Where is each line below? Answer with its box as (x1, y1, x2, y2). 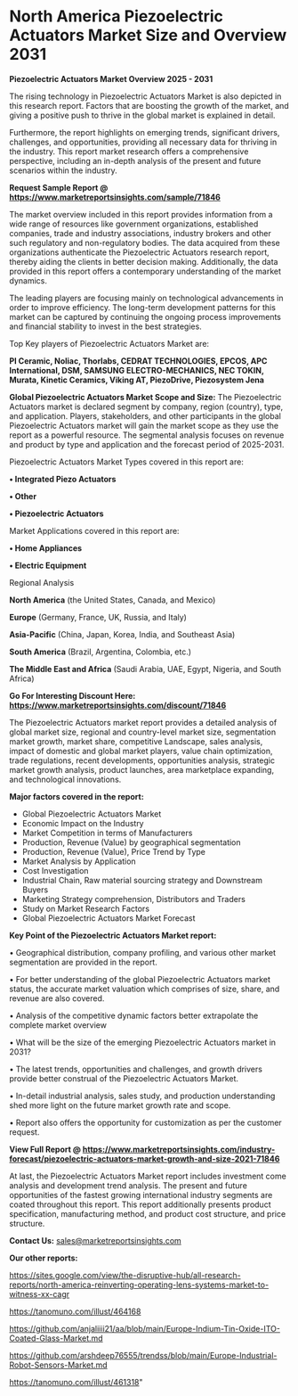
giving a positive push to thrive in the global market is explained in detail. (9, 110, 276, 120)
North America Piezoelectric (9, 6, 224, 27)
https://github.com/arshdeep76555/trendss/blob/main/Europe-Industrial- (9, 1350, 278, 1360)
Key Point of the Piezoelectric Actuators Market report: (9, 930, 217, 940)
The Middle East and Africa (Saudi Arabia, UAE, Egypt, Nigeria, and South (9, 663, 282, 674)
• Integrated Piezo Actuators (9, 473, 117, 484)
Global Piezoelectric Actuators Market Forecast (21, 912, 196, 924)
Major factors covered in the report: (9, 791, 144, 801)
